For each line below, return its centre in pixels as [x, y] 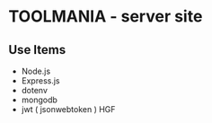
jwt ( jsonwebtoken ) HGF [68, 109]
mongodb [39, 100]
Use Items [37, 50]
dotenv [35, 90]
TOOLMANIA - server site [106, 17]
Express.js [40, 81]
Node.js [36, 71]
